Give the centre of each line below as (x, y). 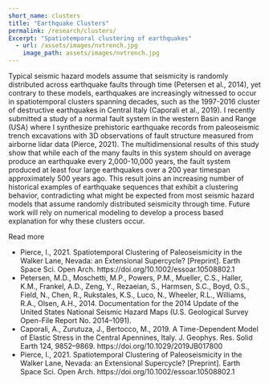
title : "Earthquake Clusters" (59, 23)
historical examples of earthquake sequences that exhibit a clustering (123, 187)
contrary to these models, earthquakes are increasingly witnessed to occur (132, 93)
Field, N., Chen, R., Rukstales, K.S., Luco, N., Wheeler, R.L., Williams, (133, 295)
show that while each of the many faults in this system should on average (130, 153)
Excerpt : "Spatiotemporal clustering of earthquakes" (100, 38)
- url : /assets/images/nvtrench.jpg (77, 46)
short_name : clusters (45, 16)
